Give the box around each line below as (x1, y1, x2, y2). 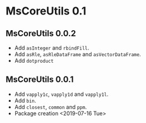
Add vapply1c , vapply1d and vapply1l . (14, 90, 109, 98)
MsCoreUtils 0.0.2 (5, 28, 76, 39)
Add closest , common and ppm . (14, 103, 87, 110)
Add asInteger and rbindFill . (14, 44, 90, 51)
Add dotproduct (14, 57, 54, 64)
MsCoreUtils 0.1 (5, 4, 87, 18)
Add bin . (14, 96, 37, 104)
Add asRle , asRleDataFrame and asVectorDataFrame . (14, 51, 141, 58)
